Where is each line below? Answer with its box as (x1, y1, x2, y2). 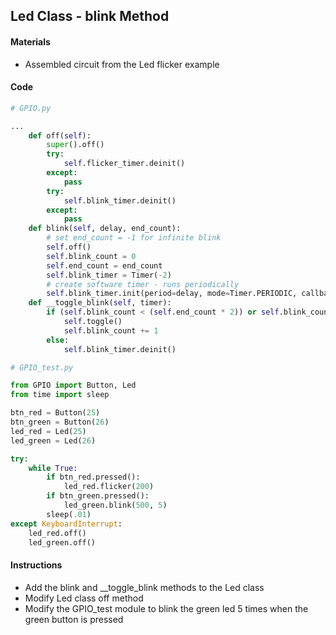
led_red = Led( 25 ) (10, 426, 87, 436)
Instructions (10, 559, 63, 571)
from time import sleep (10, 390, 110, 400)
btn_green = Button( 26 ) (10, 417, 110, 428)
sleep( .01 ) (46, 509, 92, 519)
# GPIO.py (10, 103, 52, 113)
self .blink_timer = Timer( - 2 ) (46, 270, 172, 280)
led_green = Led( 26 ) (10, 435, 97, 446)
